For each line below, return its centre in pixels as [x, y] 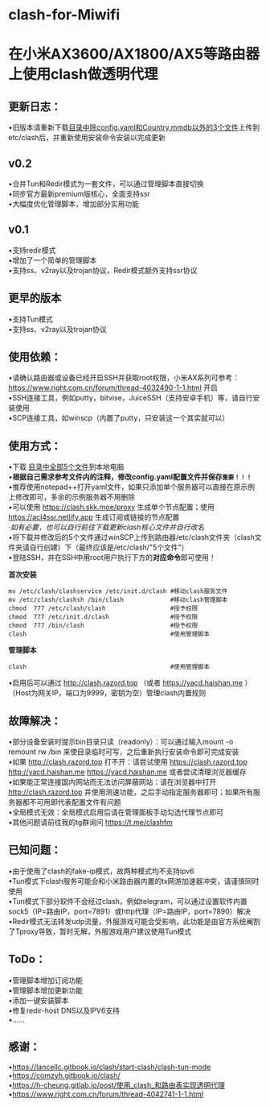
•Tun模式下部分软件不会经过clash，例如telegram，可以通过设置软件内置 [128, 901]
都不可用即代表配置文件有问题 [72, 802]
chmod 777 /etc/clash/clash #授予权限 [103, 609]
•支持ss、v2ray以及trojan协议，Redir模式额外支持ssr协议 [103, 270]
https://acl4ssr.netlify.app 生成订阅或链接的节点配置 [94, 517]
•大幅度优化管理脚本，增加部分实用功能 [74, 204]
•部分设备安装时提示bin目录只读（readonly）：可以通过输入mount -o [121, 742]
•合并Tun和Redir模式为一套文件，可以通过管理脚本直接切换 [106, 184]
